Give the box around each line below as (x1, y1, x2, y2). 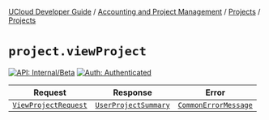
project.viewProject (8, 44, 147, 59)
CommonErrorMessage (177, 101, 253, 109)
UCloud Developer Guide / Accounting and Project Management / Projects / (8, 7, 261, 16)
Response (113, 87, 152, 98)
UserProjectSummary (95, 101, 170, 109)
